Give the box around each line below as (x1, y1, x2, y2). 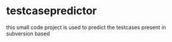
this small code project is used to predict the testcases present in (6, 24, 167, 31)
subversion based (6, 30, 51, 37)
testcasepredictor (6, 4, 97, 18)
